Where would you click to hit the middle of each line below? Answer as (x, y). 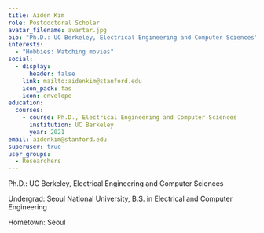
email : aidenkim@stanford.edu (58, 139)
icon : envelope (47, 96)
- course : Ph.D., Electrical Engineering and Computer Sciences (130, 118)
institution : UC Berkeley (71, 125)
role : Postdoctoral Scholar (54, 23)
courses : (29, 111)
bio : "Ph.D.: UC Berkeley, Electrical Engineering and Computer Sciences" (133, 37)
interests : (26, 45)
